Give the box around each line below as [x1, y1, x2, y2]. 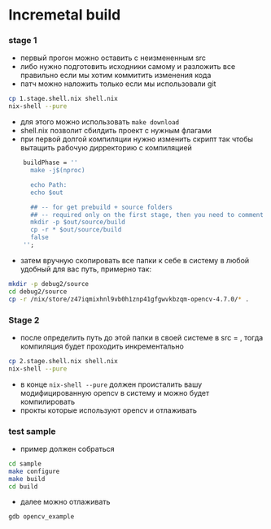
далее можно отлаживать [20, 497, 111, 507]
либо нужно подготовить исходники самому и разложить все [20, 62, 236, 72]
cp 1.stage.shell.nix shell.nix [8, 95, 118, 103]
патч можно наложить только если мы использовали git [20, 79, 216, 89]
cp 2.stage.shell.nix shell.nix [8, 357, 118, 365]
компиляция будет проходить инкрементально [20, 341, 185, 351]
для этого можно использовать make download [20, 117, 180, 127]
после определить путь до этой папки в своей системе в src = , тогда [20, 332, 264, 342]
